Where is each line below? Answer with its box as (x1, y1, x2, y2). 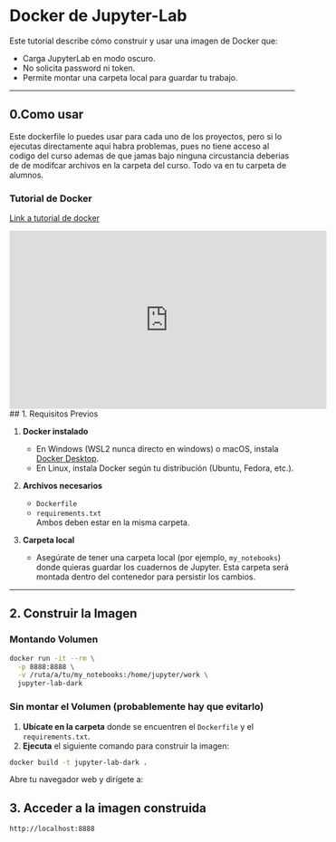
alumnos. (9, 169, 43, 180)
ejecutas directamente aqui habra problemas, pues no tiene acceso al (9, 140, 270, 151)
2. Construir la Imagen (9, 606, 138, 621)
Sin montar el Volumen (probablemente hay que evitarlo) (9, 701, 264, 713)
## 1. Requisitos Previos (9, 408, 99, 419)
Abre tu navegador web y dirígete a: (9, 774, 144, 785)
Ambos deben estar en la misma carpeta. (35, 517, 190, 528)
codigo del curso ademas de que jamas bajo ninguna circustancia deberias (9, 150, 290, 161)
